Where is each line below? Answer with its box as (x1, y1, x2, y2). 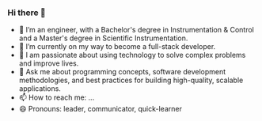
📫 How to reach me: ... (18, 93, 95, 102)
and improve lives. (18, 59, 79, 68)
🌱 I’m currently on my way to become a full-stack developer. (18, 42, 216, 51)
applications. (18, 84, 61, 93)
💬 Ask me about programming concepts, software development (18, 67, 226, 77)
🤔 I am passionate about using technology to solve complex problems (18, 51, 246, 60)
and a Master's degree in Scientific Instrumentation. (18, 33, 188, 43)
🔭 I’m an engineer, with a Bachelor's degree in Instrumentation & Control (18, 25, 254, 35)
